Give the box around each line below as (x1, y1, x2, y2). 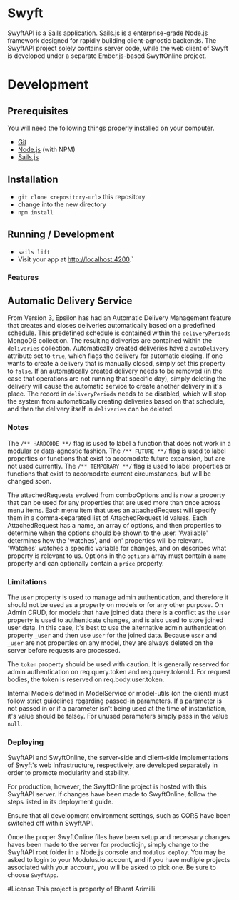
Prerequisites (7, 105, 68, 117)
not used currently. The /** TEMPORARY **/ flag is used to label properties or (7, 461, 231, 470)
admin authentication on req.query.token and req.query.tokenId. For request (7, 667, 230, 676)
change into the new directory (17, 200, 107, 209)
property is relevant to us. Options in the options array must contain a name (7, 551, 227, 560)
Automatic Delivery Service (7, 294, 133, 306)
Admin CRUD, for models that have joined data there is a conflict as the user (7, 608, 231, 616)
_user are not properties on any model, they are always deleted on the (7, 638, 213, 647)
